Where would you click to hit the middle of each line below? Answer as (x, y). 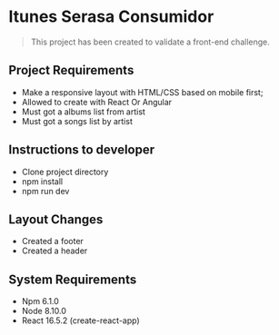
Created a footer (52, 241)
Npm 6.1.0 (40, 301)
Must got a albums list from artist (84, 112)
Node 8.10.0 (44, 311)
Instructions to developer (82, 150)
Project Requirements (71, 70)
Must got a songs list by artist (77, 121)
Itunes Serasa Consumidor (111, 17)
